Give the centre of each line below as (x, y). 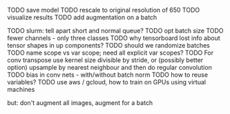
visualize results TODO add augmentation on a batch (82, 17)
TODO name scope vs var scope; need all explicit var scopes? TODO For (111, 53)
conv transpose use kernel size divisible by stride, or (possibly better (105, 60)
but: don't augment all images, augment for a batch (80, 103)
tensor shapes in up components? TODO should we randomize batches (109, 45)
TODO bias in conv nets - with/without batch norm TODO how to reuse (108, 75)
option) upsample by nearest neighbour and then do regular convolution (109, 67)
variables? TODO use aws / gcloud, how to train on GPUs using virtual (106, 82)
